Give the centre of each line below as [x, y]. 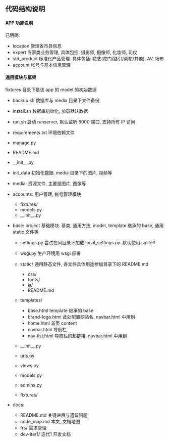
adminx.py [31, 385]
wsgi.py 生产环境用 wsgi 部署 [50, 253]
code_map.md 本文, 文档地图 [50, 421]
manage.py [24, 143]
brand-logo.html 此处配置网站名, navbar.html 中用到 [81, 317]
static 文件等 [25, 232]
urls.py [27, 356]
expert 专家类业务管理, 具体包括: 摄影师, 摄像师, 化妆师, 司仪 [75, 52]
